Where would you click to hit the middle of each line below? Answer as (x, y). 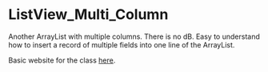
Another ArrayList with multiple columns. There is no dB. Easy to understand (134, 36)
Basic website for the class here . (62, 60)
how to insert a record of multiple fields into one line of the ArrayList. (122, 44)
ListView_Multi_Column (88, 15)
